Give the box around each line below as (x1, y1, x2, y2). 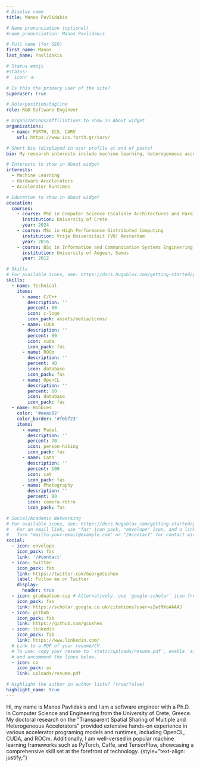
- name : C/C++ (21, 293, 58, 300)
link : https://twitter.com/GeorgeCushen (17, 571, 118, 577)
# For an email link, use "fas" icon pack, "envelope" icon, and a (6, 526, 183, 533)
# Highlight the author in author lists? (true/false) (6, 681, 145, 688)
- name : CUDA (21, 321, 55, 327)
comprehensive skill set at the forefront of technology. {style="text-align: (6, 747, 186, 754)
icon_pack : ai (17, 665, 52, 671)
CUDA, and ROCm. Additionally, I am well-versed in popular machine (6, 735, 174, 742)
